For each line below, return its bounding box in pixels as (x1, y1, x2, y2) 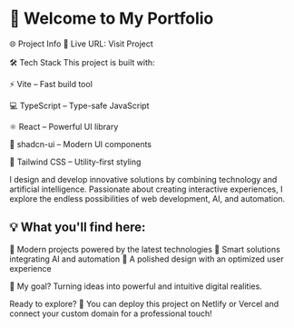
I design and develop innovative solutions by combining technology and (9, 174, 278, 184)
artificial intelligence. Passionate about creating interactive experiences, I (9, 184, 283, 194)
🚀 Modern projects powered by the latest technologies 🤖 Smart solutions (9, 244, 281, 254)
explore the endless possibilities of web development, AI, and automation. (9, 193, 286, 204)
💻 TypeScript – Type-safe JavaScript (9, 100, 150, 111)
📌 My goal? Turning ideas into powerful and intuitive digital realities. (9, 281, 263, 292)
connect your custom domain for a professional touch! (9, 308, 213, 319)
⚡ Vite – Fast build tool (9, 78, 93, 89)
